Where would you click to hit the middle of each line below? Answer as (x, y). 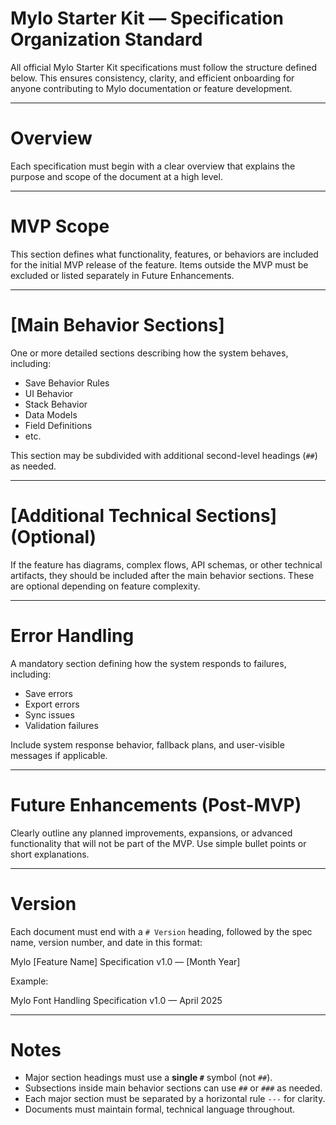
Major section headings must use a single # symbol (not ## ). (148, 1078)
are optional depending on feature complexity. (105, 586)
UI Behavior (49, 393)
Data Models (51, 414)
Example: (29, 981)
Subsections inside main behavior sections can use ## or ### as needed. (173, 1088)
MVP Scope (60, 226)
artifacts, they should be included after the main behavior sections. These (162, 575)
